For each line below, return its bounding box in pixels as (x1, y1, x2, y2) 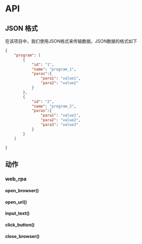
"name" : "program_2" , (31, 104, 77, 109)
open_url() (5, 199, 27, 205)
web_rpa (5, 175, 27, 182)
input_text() (5, 210, 30, 217)
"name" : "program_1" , (31, 67, 77, 72)
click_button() (5, 222, 35, 228)
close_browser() (5, 233, 40, 239)
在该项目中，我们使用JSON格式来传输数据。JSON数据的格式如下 (5, 38, 138, 44)
